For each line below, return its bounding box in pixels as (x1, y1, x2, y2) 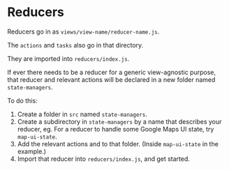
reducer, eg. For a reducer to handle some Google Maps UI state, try (17, 125, 214, 133)
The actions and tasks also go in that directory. (7, 41, 144, 49)
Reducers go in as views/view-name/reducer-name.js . (7, 27, 160, 36)
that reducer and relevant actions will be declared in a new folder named (7, 75, 216, 84)
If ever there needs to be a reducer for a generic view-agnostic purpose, (7, 68, 216, 76)
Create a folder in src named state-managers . (17, 110, 148, 118)
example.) (17, 147, 47, 155)
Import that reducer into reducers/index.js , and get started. (17, 155, 191, 163)
